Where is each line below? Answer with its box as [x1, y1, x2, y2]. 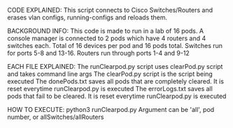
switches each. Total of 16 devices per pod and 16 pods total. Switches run [7, 42, 223, 49]
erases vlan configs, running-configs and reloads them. [7, 13, 168, 22]
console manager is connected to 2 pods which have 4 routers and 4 [7, 34, 206, 42]
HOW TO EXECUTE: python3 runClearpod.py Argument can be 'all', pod [7, 106, 215, 113]
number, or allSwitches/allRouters [7, 113, 104, 121]
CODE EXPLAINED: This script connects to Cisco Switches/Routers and [7, 6, 213, 14]
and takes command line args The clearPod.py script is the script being [7, 70, 213, 78]
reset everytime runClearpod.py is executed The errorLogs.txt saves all [7, 85, 213, 93]
